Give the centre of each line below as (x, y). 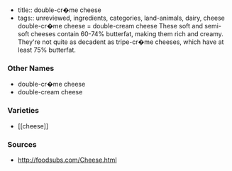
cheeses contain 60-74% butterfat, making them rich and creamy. (127, 34)
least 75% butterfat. (46, 50)
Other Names (31, 68)
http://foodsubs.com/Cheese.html (67, 160)
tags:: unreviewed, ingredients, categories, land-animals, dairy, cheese (121, 18)
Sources (22, 144)
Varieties (23, 111)
